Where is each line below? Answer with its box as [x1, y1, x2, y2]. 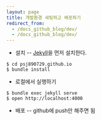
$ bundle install [6, 66, 50, 73]
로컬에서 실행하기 [15, 78, 57, 85]
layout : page [6, 9, 40, 15]
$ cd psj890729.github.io [6, 62, 72, 68]
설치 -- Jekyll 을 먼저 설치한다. [15, 49, 87, 57]
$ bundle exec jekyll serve [6, 90, 78, 96]
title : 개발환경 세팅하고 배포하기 [6, 15, 81, 21]
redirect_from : [6, 20, 45, 26]
